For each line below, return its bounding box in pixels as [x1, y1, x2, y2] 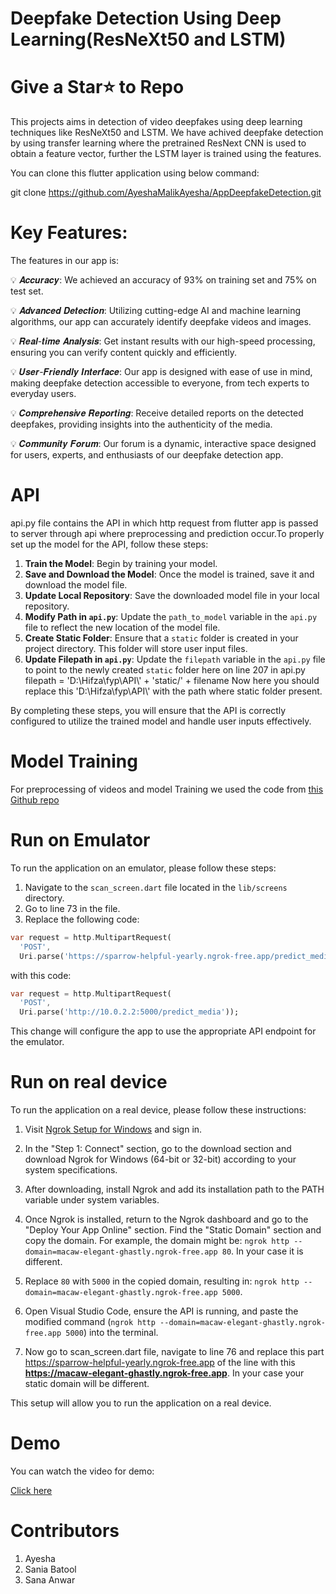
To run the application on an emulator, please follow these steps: [10, 862, 277, 874]
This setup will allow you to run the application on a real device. [10, 1397, 272, 1409]
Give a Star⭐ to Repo [10, 76, 185, 99]
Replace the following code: [24, 913, 140, 925]
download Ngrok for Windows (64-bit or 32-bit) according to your [24, 1153, 297, 1166]
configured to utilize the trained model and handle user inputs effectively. [10, 715, 312, 727]
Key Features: [10, 222, 128, 244]
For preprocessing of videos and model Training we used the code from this [10, 783, 324, 795]
